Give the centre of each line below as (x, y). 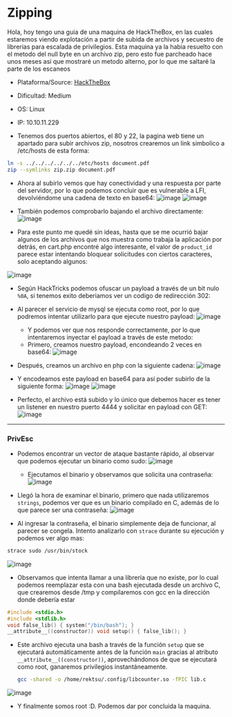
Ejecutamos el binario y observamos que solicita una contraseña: (120, 474)
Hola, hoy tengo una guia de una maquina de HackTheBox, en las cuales (110, 32)
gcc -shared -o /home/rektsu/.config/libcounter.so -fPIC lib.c (112, 680)
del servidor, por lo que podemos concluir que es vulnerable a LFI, (112, 190)
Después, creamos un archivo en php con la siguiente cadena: (106, 365)
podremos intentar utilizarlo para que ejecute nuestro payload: (106, 316)
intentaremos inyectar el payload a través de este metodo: (110, 337)
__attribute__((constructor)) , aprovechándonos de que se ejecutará (117, 660)
